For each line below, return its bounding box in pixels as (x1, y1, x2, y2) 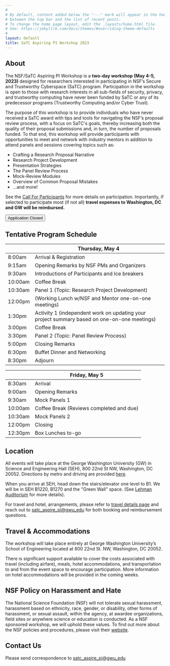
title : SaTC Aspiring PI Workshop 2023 (5, 41, 90, 46)
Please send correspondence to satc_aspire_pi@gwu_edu (5, 655, 125, 661)
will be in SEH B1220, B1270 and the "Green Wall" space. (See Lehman (5, 486, 152, 492)
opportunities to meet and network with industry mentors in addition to (5, 136, 153, 142)
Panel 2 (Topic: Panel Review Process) (34, 332, 126, 340)
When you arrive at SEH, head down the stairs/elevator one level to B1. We (5, 481, 160, 487)
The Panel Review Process (12, 168, 68, 174)
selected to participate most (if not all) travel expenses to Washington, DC (5, 199, 162, 205)
